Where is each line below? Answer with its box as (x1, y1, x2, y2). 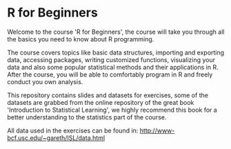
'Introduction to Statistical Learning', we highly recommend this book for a (7, 106, 217, 114)
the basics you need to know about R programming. (7, 34, 154, 43)
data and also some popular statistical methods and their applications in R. (7, 63, 219, 71)
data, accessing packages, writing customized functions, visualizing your (7, 55, 216, 63)
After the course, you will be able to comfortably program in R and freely (7, 70, 213, 79)
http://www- (139, 126, 175, 135)
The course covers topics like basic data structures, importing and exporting (7, 48, 225, 57)
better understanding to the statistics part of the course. (7, 112, 167, 121)
